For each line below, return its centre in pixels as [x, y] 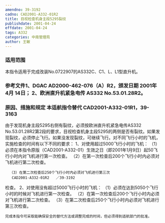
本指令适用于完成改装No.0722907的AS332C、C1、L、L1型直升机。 [73, 72]
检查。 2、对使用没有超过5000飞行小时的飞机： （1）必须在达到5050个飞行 [82, 187]
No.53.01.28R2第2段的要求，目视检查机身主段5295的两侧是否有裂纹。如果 [81, 132]
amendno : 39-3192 [23, 10]
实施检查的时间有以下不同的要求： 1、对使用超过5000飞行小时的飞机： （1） [82, 144]
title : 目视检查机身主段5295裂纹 [36, 19]
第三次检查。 [18, 206]
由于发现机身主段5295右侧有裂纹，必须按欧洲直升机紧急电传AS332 [73, 125]
